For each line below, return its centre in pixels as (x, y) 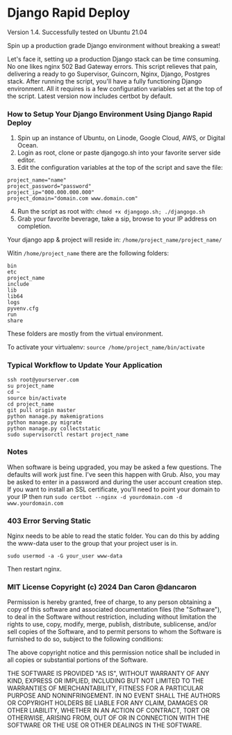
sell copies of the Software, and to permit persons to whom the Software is (115, 632)
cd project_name (31, 404)
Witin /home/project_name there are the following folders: (88, 253)
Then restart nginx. (34, 569)
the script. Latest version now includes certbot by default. (90, 96)
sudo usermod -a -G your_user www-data (65, 556)
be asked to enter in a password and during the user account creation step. (115, 482)
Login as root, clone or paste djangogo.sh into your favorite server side (119, 153)
